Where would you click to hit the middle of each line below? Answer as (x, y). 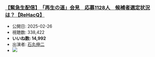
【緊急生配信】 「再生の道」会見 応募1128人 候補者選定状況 (77, 7)
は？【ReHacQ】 (25, 14)
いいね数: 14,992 (29, 38)
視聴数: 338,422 (28, 32)
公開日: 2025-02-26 (32, 26)
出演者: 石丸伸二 (28, 44)
